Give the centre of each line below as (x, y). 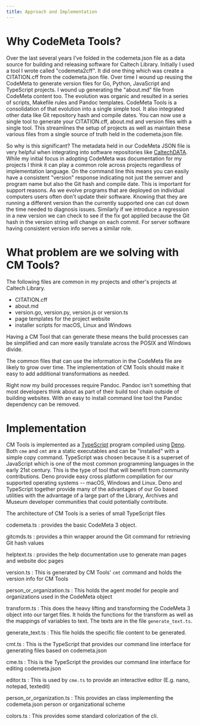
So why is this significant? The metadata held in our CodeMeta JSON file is (99, 146)
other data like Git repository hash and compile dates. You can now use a (96, 115)
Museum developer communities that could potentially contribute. (87, 502)
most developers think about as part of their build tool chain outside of (93, 391)
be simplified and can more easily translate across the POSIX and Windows (99, 343)
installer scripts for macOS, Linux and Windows (73, 325)
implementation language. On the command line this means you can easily (98, 171)
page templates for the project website (62, 319)
